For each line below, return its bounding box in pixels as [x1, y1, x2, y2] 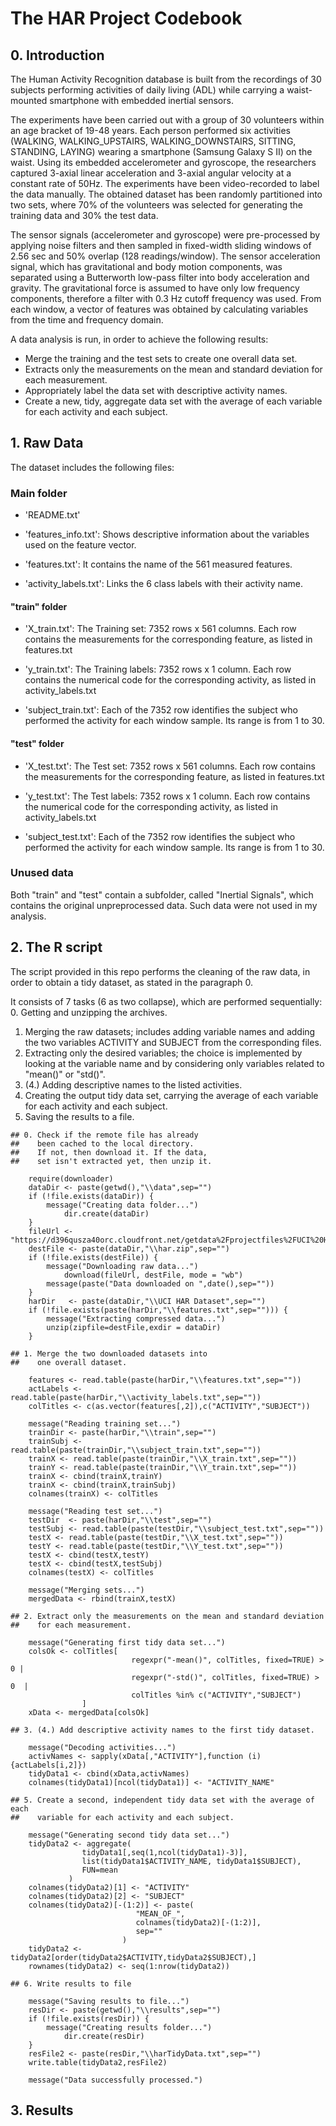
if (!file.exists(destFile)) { [28, 1252, 159, 1262]
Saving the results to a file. [24, 1110, 135, 1122]
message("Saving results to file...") [28, 1996, 190, 2006]
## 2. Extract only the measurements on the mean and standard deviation [10, 1611, 325, 1621]
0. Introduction [10, 47, 105, 64]
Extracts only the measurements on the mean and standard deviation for [24, 363, 323, 375]
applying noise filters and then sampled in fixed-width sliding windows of [10, 240, 312, 251]
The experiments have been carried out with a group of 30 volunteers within [10, 114, 325, 126]
